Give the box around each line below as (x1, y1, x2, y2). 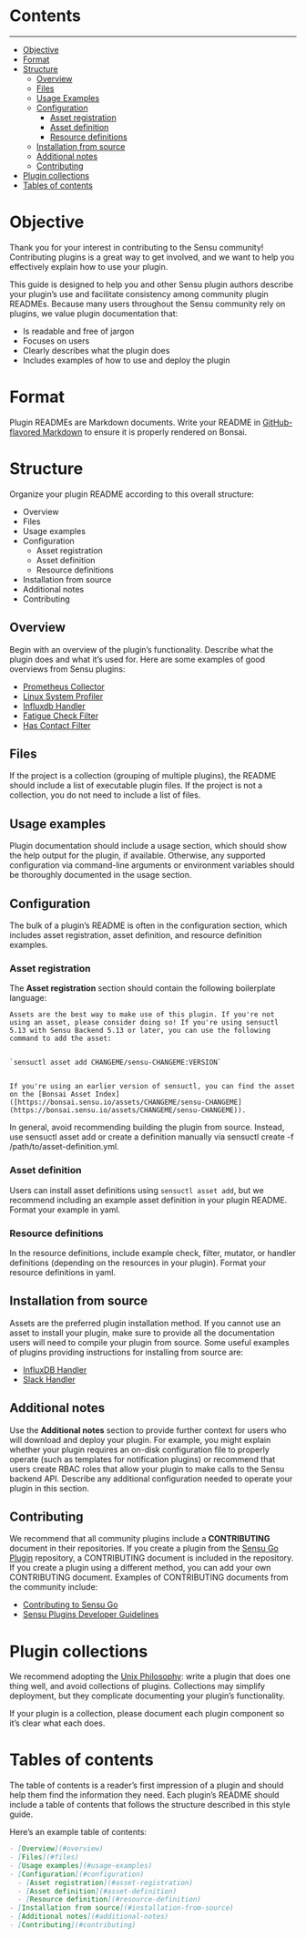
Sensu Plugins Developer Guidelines (22, 1609, 159, 1620)
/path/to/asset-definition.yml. (9, 1141, 120, 1152)
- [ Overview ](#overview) (9, 1844, 104, 1853)
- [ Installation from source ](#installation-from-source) (9, 1903, 234, 1913)
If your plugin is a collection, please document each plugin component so (9, 1708, 285, 1719)
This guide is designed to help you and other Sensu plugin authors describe (9, 279, 294, 290)
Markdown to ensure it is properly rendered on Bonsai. (42, 426, 248, 438)
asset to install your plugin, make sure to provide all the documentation (9, 1327, 275, 1338)
